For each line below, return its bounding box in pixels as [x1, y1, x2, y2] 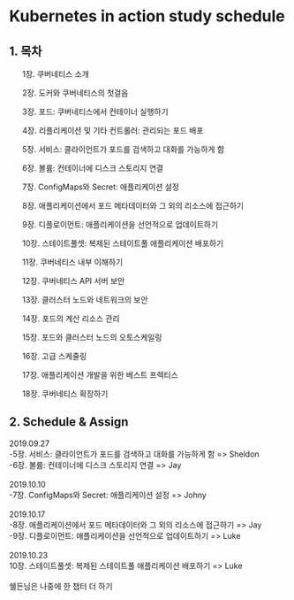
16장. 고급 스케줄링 [21, 351, 87, 361]
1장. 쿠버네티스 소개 [21, 69, 90, 79]
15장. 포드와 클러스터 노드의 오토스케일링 [21, 332, 162, 342]
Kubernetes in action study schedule [9, 6, 285, 27]
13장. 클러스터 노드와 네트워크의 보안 [21, 295, 148, 304]
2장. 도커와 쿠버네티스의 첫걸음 [21, 88, 129, 98]
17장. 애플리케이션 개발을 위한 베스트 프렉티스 [21, 370, 178, 380]
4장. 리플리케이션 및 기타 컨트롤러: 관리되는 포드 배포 [21, 126, 204, 135]
